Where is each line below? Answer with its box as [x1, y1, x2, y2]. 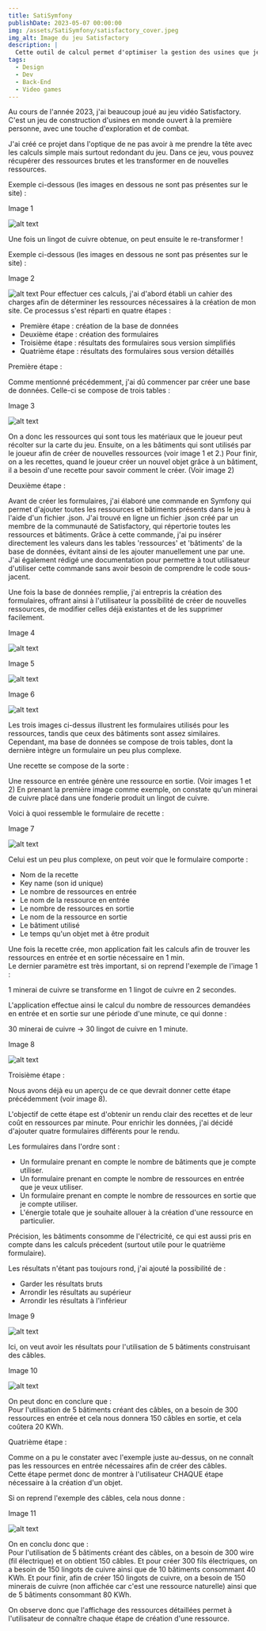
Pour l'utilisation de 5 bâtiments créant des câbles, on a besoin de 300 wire [8, 1548, 255, 1557]
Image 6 [8, 689, 36, 699]
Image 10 [8, 1366, 38, 1376]
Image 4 [8, 628, 36, 638]
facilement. [8, 612, 45, 623]
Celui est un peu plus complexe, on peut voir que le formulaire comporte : [8, 854, 249, 865]
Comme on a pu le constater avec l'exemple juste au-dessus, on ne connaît [8, 1453, 254, 1462]
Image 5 [8, 659, 35, 669]
